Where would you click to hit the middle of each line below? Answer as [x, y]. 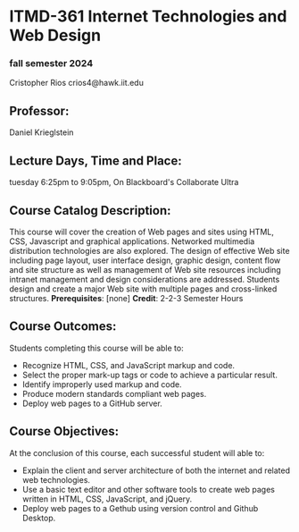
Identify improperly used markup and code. [102, 384]
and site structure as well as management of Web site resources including [145, 269]
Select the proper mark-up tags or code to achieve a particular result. [150, 375]
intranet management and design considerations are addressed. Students [145, 279]
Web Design [55, 35]
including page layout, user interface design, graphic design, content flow [145, 260]
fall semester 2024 [51, 63]
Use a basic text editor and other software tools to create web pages [148, 489]
